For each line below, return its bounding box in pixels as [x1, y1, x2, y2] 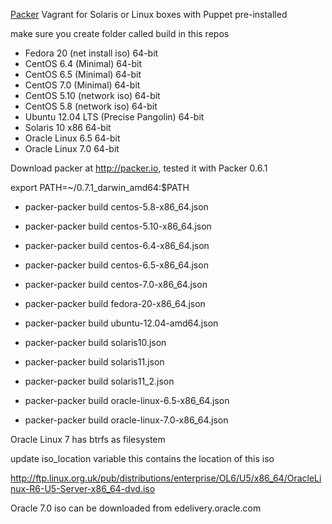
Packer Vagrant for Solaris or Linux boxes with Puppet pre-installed [10, 9, 288, 20]
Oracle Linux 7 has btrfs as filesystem [10, 434, 166, 445]
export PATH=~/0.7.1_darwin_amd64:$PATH [10, 182, 190, 193]
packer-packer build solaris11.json [24, 356, 165, 368]
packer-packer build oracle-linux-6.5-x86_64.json [24, 395, 230, 406]
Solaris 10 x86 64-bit [24, 122, 112, 133]
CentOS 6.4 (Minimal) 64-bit [24, 58, 142, 69]
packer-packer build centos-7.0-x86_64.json [24, 279, 208, 290]
